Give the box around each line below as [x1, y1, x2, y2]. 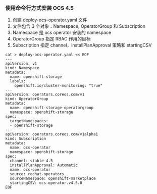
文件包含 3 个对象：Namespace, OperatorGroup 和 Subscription [12, 23, 145, 29]
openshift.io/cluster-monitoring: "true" [14, 83, 102, 88]
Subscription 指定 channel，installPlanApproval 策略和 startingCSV [12, 42, 152, 48]
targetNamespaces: [10, 119, 49, 124]
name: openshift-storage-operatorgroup [10, 105, 94, 111]
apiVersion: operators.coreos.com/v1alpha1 [5, 132, 98, 137]
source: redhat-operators [10, 172, 65, 177]
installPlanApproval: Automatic [10, 163, 78, 168]
